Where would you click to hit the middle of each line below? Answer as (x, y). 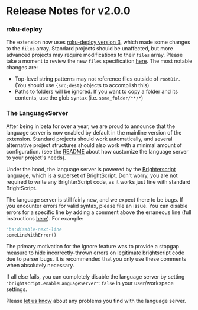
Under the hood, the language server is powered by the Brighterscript (91, 169)
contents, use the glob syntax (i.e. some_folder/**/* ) (79, 98)
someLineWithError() (32, 235)
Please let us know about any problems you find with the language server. (96, 301)
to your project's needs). (36, 158)
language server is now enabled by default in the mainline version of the (94, 132)
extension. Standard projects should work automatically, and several (89, 139)
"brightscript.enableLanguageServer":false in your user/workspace (90, 283)
